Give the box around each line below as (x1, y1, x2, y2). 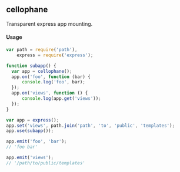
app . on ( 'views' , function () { (11, 90, 88, 96)
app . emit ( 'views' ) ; (6, 155, 54, 161)
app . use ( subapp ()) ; (6, 128, 54, 134)
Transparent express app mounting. (6, 20, 93, 27)
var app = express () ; (6, 117, 59, 123)
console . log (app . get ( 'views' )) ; (21, 96, 101, 102)
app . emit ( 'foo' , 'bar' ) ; (6, 139, 67, 144)
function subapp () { (6, 63, 57, 69)
